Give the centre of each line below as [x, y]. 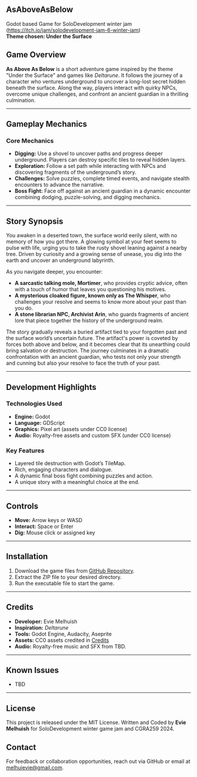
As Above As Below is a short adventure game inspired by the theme [90, 69]
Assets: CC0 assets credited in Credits [62, 640]
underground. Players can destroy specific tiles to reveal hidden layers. [100, 160]
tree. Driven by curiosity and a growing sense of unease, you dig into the [94, 254]
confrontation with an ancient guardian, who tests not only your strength [93, 357]
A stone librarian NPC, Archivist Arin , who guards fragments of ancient [101, 314]
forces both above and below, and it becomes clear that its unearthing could [98, 344]
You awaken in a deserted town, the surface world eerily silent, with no [92, 236]
